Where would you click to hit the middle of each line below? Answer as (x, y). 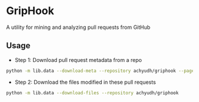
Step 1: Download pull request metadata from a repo (78, 60)
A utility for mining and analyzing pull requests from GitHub (78, 27)
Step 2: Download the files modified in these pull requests (85, 82)
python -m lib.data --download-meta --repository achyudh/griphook (91, 71)
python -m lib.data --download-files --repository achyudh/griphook (92, 93)
